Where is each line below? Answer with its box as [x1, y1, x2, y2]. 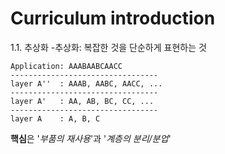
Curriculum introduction [10, 7, 216, 30]
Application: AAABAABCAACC [10, 61, 123, 71]
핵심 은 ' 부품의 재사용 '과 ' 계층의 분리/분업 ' [10, 132, 172, 144]
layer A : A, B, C [10, 113, 101, 124]
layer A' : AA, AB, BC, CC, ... [10, 96, 155, 106]
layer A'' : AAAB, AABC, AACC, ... [10, 78, 163, 89]
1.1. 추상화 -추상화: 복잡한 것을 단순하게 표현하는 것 [10, 41, 207, 53]
